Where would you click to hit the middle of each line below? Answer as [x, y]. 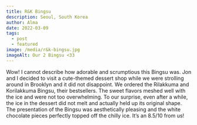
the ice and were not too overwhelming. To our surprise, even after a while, [97, 97]
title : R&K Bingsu [29, 11]
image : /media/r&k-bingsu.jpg [43, 50]
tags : [13, 33]
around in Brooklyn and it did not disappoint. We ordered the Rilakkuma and [98, 84]
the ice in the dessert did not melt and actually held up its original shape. [94, 103]
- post [19, 39]
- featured [25, 45]
